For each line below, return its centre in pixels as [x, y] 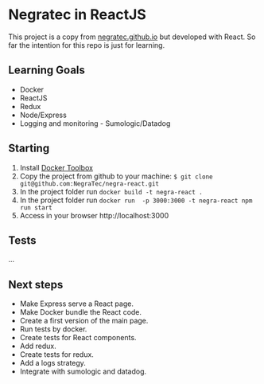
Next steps [36, 284]
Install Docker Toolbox [56, 167]
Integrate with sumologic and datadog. [83, 371]
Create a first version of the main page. [84, 321]
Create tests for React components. [78, 338]
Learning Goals [47, 71]
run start [36, 208]
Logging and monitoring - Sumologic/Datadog [95, 123]
